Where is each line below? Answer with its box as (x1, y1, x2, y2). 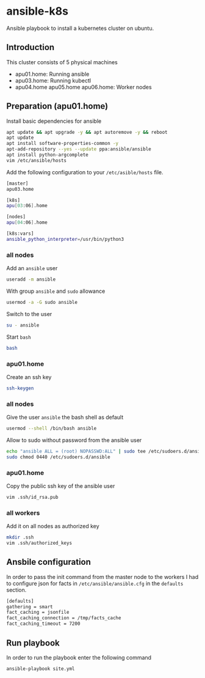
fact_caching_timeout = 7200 (6, 621, 81, 627)
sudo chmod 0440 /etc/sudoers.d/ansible (6, 454, 111, 460)
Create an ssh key (6, 373, 52, 380)
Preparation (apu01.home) (6, 101, 109, 111)
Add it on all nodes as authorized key (6, 523, 99, 530)
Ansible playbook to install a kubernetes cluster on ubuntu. (6, 24, 154, 32)
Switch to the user (6, 310, 52, 317)
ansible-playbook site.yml (6, 665, 75, 672)
